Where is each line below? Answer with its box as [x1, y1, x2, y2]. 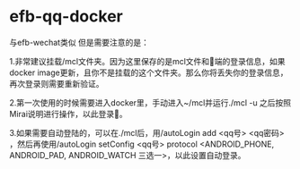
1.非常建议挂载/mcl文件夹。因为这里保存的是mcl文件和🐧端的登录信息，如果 [9, 55, 286, 66]
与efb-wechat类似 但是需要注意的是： [9, 37, 150, 47]
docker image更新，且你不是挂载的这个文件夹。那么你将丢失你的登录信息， [9, 67, 288, 78]
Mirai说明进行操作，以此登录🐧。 [9, 108, 128, 119]
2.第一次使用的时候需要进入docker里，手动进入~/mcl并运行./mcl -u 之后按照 [9, 97, 292, 108]
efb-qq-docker [9, 6, 123, 27]
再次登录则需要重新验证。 [9, 78, 104, 89]
